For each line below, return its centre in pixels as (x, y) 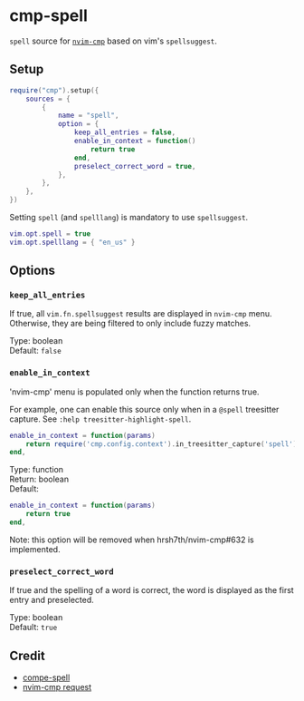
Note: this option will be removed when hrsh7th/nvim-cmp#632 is (132, 540)
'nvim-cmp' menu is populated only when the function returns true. (134, 392)
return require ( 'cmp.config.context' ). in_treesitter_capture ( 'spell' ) (161, 444)
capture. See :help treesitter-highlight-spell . (100, 419)
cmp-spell (48, 16)
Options (33, 271)
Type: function (37, 470)
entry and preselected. (52, 600)
